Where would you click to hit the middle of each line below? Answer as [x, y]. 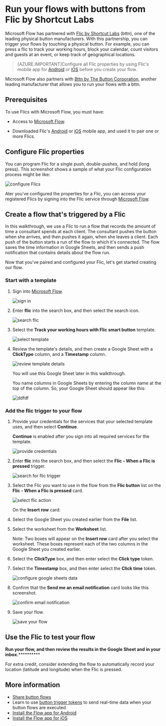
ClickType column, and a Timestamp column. [59, 354]
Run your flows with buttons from [75, 9]
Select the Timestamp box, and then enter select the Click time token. [84, 568]
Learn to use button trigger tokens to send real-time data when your [82, 702]
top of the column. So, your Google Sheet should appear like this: [79, 388]
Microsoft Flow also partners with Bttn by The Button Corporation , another [81, 79]
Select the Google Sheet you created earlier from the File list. [75, 519]
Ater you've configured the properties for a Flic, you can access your [76, 193]
